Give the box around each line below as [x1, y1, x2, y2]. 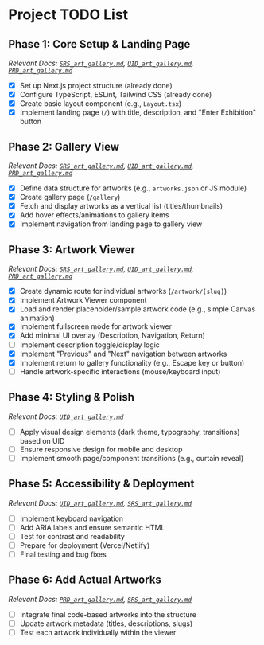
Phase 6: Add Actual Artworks [8, 573, 161, 587]
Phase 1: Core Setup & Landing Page [8, 37, 191, 51]
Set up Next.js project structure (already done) [19, 81, 173, 90]
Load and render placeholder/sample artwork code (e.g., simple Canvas [19, 304, 256, 314]
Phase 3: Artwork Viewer [8, 243, 136, 256]
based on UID [19, 436, 65, 445]
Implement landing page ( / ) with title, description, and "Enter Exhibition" [19, 107, 257, 117]
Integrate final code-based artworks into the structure [19, 609, 197, 619]
